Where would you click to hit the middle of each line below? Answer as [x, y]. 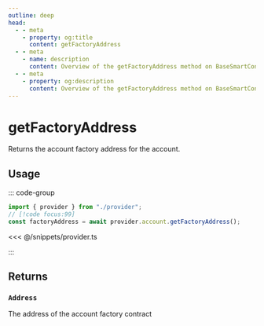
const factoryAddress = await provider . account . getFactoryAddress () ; [125, 222]
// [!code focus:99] [42, 214]
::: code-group [31, 192]
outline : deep [31, 15]
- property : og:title [57, 37]
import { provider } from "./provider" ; [75, 207]
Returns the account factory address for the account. [94, 149]
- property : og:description [68, 81]
